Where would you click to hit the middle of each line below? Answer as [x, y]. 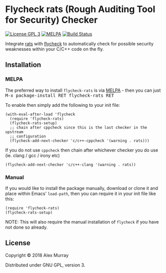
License [18, 243]
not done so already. [26, 227]
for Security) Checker [52, 20]
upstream [14, 132]
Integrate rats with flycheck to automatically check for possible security [79, 43]
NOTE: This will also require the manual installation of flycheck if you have [82, 222]
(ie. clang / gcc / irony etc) [33, 155]
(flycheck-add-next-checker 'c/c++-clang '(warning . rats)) [71, 165]
